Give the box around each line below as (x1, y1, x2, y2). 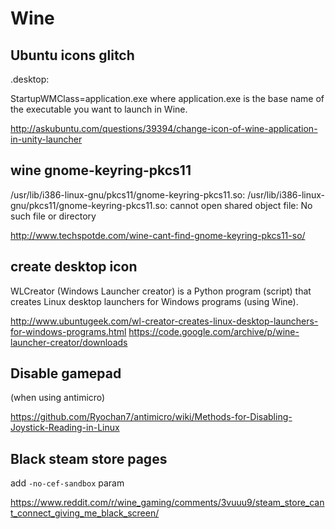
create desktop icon (10, 258, 138, 276)
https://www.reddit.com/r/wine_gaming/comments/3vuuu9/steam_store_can (10, 497, 325, 509)
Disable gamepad (10, 365, 122, 382)
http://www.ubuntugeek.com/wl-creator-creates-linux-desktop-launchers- (10, 315, 319, 327)
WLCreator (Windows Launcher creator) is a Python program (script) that (10, 285, 312, 297)
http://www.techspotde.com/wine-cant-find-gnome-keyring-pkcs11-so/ (10, 229, 306, 241)
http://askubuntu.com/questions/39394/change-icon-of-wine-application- (10, 123, 318, 134)
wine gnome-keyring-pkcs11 (10, 162, 192, 179)
